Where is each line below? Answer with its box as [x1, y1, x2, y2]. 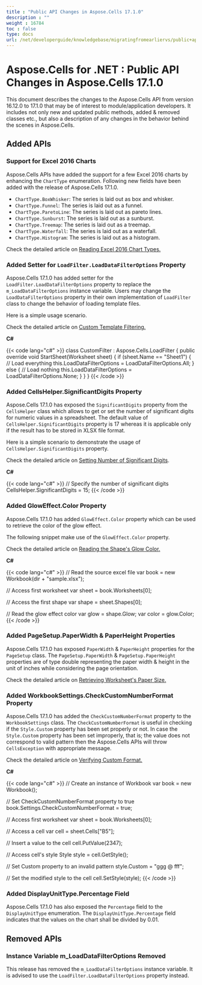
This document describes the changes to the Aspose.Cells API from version [6, 95, 194, 103]
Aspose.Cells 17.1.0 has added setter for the [6, 274, 114, 281]
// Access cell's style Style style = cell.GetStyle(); [6, 851, 129, 858]
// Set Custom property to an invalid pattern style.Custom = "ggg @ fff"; [6, 863, 185, 870]
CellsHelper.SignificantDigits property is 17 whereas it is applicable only [6, 420, 191, 428]
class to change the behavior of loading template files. [6, 300, 141, 307]
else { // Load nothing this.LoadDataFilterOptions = [6, 366, 132, 373]
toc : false [6, 25, 36, 32]
